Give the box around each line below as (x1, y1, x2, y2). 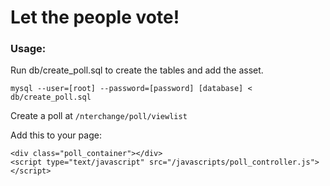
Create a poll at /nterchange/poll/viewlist (10, 110, 188, 122)
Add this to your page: (10, 129, 102, 141)
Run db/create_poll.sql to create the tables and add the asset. (10, 64, 264, 76)
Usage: (10, 42, 47, 56)
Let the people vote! (10, 6, 180, 29)
